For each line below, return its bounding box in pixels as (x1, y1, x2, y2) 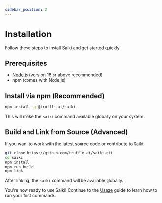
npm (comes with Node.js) (12, 77, 66, 83)
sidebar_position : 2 (5, 7, 48, 12)
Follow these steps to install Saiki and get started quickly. (5, 45, 121, 51)
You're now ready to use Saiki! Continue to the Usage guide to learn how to (5, 187, 157, 193)
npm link (5, 169, 23, 174)
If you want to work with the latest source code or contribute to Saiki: (5, 141, 145, 147)
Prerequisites (5, 59, 47, 67)
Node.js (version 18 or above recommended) (12, 72, 103, 78)
